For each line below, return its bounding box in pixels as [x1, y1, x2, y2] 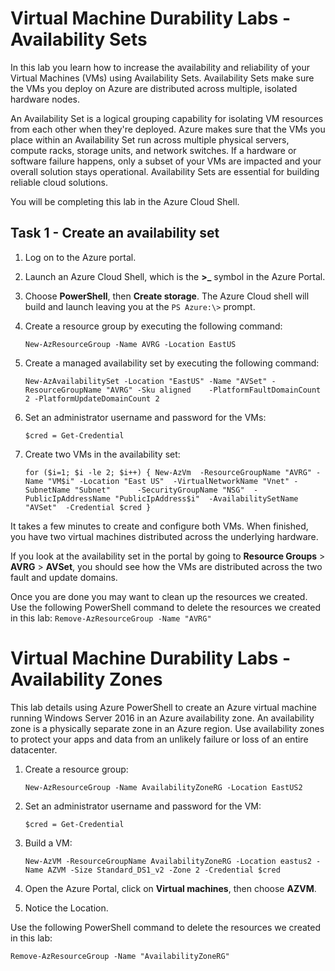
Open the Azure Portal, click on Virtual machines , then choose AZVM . [24, 882, 317, 894]
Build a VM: [24, 837, 73, 849]
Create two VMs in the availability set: [24, 448, 181, 460]
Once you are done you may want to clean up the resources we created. [10, 590, 308, 602]
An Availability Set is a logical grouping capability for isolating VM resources [10, 112, 324, 124]
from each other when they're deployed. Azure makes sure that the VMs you [10, 123, 326, 135]
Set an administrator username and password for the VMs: [24, 411, 267, 423]
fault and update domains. [10, 571, 118, 583]
